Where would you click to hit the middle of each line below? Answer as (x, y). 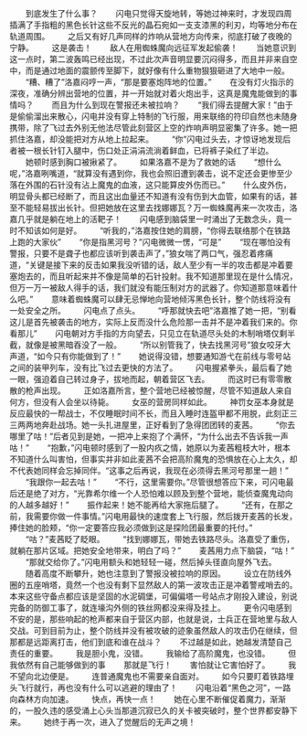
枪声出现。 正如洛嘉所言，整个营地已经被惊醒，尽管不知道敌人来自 (159, 390)
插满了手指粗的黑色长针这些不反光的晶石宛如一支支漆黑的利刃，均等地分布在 (153, 25)
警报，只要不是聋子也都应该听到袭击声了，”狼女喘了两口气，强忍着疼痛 (142, 253)
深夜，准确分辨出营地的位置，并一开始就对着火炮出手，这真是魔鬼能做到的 (149, 93)
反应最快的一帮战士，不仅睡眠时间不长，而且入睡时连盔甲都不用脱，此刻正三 (153, 413)
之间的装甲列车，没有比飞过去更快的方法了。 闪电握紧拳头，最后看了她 (151, 368)
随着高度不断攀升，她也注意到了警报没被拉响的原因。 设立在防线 (154, 573)
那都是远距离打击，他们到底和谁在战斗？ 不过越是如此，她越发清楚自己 (151, 642)
